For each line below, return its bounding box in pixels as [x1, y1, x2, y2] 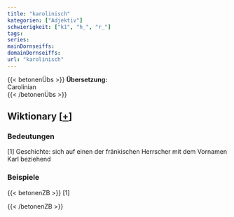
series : [7, 37, 30, 44]
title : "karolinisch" [7, 10, 71, 18]
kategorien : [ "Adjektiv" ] [7, 17, 83, 24]
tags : [7, 29, 23, 37]
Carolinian [7, 82, 37, 91]
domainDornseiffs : [7, 50, 61, 57]
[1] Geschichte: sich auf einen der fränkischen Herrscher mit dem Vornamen [7, 147, 228, 156]
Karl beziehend [7, 155, 51, 164]
